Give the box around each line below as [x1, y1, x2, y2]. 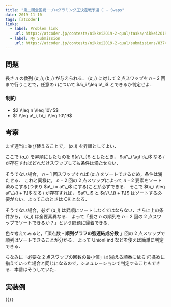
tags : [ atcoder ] [5, 17, 40, 22]
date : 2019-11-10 [5, 12, 42, 17]
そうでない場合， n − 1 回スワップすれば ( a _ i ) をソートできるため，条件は [5, 170, 158, 177]
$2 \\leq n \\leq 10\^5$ [12, 107, 59, 113]
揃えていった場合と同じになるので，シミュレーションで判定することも [5, 260, 152, 266]
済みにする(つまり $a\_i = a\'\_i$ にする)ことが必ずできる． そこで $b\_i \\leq [5, 183, 165, 189]
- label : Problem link [10, 26, 58, 31]
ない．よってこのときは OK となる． [14, 196, 90, 202]
